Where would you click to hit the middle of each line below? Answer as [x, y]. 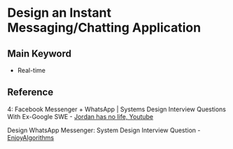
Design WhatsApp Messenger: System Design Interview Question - [104, 130]
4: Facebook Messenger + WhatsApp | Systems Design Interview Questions [116, 109]
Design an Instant [59, 13]
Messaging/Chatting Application [104, 28]
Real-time [31, 70]
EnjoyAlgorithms [31, 137]
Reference [30, 92]
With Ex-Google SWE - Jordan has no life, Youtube [80, 116]
